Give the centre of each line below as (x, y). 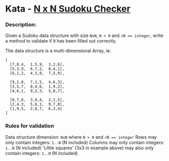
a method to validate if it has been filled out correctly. (61, 41)
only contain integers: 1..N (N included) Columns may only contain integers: (85, 142)
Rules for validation (30, 126)
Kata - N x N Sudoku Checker (68, 9)
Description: (21, 25)
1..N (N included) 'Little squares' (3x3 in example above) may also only (79, 148)
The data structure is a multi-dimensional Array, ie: (58, 51)
